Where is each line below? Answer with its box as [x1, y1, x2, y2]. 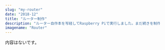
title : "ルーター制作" [5, 16, 47, 21]
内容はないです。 [5, 40, 39, 46]
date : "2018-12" [5, 12, 38, 17]
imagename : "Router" [5, 25, 48, 30]
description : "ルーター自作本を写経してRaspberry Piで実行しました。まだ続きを [5, 21, 154, 26]
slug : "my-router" [5, 7, 43, 12]
